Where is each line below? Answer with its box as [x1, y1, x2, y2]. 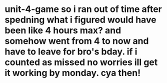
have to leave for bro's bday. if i [4, 46, 137, 57]
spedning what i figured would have [4, 14, 156, 25]
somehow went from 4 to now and [4, 35, 149, 47]
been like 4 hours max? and [4, 25, 121, 36]
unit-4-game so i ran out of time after [4, 3, 162, 15]
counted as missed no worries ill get [4, 56, 158, 68]
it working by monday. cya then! [4, 67, 141, 78]
